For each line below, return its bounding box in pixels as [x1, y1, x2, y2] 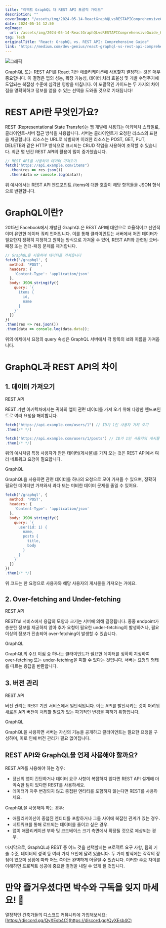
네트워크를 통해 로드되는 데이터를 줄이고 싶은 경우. [12, 821, 109, 827]
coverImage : [5, 16, 30, 21]
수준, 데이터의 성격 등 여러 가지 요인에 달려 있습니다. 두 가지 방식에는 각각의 [10, 850, 155, 856]
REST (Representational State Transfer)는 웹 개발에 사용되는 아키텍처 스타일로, [5, 124, 160, 130]
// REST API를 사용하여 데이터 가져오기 [5, 158, 77, 163]
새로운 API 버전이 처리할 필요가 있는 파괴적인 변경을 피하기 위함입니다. [5, 709, 140, 715]
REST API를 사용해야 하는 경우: [5, 765, 65, 771]
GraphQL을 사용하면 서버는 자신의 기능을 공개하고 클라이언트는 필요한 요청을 [5, 729, 153, 735]
